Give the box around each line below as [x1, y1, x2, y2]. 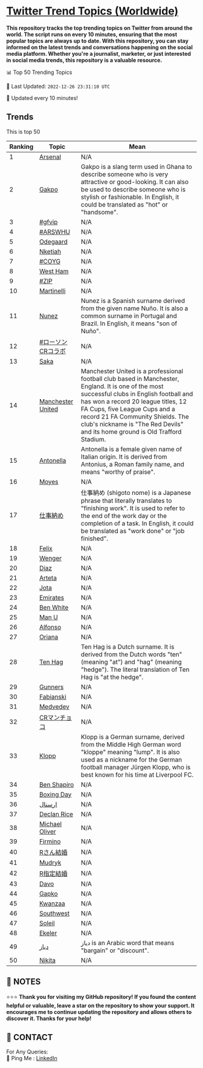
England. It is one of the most [80, 382, 164, 390]
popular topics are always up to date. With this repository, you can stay [6, 37, 189, 44]
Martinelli [39, 287, 66, 295]
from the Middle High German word [80, 740, 181, 749]
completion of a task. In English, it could [80, 519, 194, 528]
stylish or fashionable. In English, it [80, 193, 179, 201]
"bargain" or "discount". [80, 946, 149, 955]
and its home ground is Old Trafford [80, 427, 182, 436]
